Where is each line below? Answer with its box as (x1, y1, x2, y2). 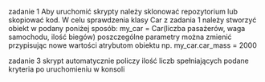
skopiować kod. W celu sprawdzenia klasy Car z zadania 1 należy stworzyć (8, 15, 257, 25)
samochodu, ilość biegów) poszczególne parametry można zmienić (8, 32, 232, 41)
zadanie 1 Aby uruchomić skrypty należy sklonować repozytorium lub (8, 7, 238, 16)
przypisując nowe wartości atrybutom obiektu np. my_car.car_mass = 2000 (8, 41, 257, 50)
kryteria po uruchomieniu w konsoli (8, 64, 125, 74)
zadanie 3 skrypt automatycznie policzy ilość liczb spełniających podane (8, 56, 249, 65)
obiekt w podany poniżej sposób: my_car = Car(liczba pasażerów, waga (8, 24, 246, 33)
